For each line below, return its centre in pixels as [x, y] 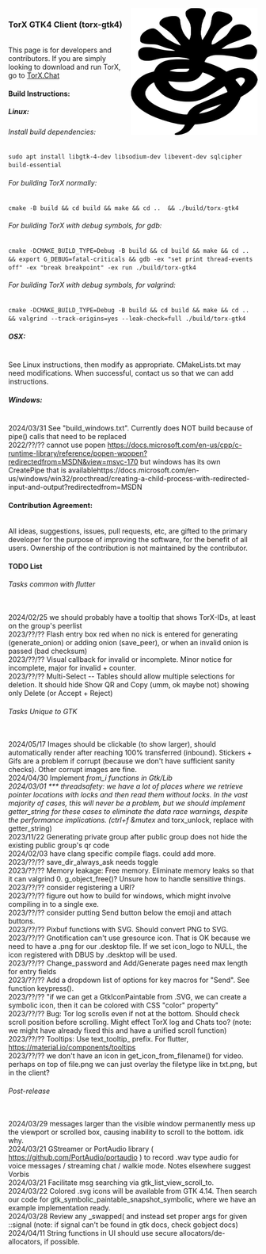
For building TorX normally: [53, 183]
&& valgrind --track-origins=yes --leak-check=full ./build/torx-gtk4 [127, 319]
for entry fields [32, 972]
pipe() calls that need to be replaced [67, 437]
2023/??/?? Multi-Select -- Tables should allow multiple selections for [122, 676]
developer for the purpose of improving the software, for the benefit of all [128, 540]
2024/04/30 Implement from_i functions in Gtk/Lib [90, 778]
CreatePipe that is [38, 470]
